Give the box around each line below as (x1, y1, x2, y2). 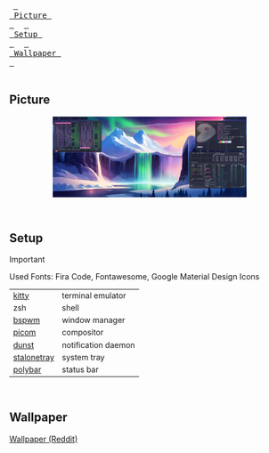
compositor (61, 327, 104, 338)
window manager (61, 315, 126, 326)
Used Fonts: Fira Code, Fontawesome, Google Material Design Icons (9, 271, 260, 281)
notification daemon (61, 339, 135, 350)
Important (9, 254, 45, 264)
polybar (12, 364, 42, 375)
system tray (61, 352, 105, 362)
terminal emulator (61, 290, 126, 301)
